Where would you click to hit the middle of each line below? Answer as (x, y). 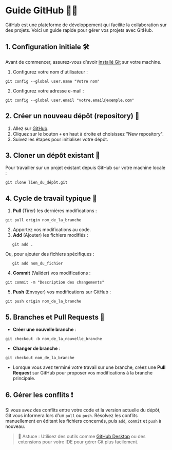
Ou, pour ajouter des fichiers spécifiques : (50, 254)
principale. (24, 378)
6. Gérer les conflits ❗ (39, 395)
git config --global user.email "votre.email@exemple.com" (70, 100)
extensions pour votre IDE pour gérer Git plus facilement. (78, 442)
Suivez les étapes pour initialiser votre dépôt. (61, 139)
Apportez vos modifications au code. (52, 230)
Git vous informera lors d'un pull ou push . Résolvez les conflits (71, 415)
